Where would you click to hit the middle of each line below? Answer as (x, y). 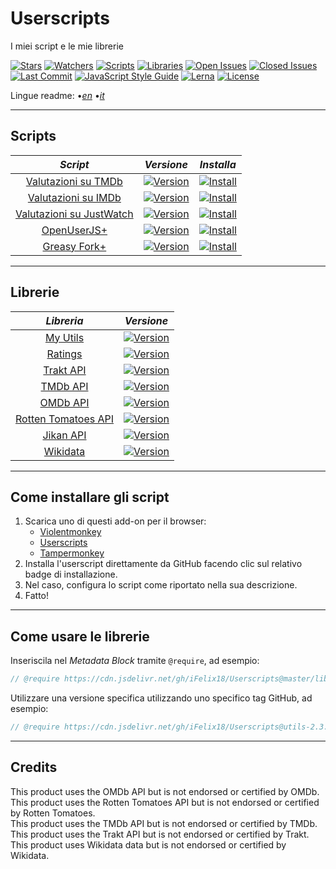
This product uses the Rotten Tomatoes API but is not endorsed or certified (165, 802)
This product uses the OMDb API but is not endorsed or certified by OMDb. (165, 791)
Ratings (64, 354)
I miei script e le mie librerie (67, 46)
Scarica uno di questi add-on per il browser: (115, 521)
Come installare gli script (90, 497)
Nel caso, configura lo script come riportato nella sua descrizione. (161, 585)
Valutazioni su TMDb (74, 181)
